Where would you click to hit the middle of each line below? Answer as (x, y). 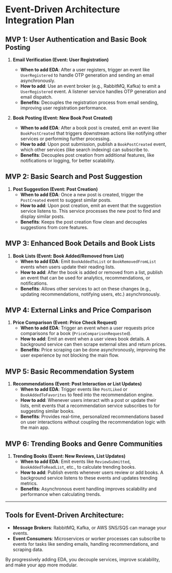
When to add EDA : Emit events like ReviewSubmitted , (76, 461)
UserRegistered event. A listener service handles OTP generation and (93, 91)
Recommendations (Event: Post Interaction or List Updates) (77, 384)
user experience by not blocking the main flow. (70, 355)
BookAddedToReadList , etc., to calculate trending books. (78, 467)
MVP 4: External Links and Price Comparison (78, 310)
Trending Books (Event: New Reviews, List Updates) (69, 456)
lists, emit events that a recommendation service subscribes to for (90, 406)
